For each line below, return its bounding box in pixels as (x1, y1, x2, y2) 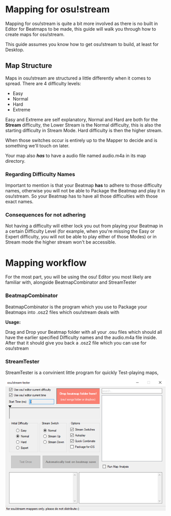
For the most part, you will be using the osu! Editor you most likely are (5, 274, 152, 280)
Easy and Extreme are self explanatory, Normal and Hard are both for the (5, 116, 158, 122)
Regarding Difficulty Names (5, 170, 75, 178)
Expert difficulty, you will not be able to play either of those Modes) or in (5, 234, 157, 240)
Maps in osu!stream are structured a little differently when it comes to (5, 75, 151, 81)
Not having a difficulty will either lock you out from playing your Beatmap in (5, 223, 163, 229)
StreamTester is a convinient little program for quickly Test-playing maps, (5, 369, 159, 376)
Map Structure (5, 61, 52, 70)
